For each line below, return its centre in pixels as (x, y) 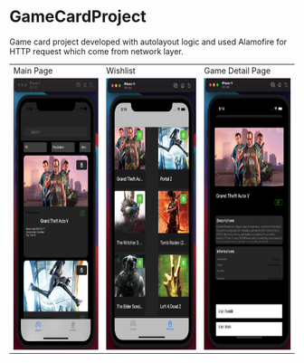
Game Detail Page (237, 71)
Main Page (33, 71)
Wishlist (121, 71)
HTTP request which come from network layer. (96, 51)
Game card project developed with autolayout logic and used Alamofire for (148, 42)
